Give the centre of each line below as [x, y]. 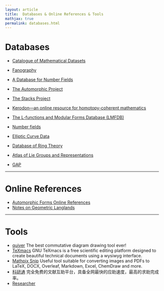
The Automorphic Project [37, 89]
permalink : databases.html [32, 23]
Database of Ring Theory [37, 146]
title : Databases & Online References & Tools [54, 14]
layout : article [21, 10]
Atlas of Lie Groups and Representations [53, 155]
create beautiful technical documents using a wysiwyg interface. [77, 256]
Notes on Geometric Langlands [43, 208]
